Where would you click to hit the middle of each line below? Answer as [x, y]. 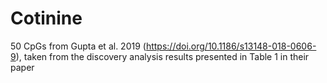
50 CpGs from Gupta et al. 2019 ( [78, 46]
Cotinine [46, 18]
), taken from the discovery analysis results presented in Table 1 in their [162, 56]
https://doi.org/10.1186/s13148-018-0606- [231, 46]
